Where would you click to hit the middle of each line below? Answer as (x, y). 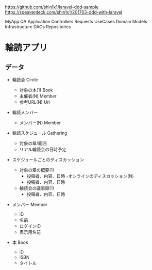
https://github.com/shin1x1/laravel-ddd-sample (52, 7)
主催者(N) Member (38, 96)
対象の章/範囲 (33, 143)
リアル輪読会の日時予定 (43, 149)
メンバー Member (30, 205)
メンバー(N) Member (40, 123)
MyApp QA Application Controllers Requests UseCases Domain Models (76, 22)
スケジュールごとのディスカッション (48, 160)
